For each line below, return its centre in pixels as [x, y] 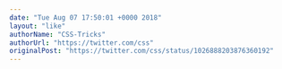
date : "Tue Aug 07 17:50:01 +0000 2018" [86, 17]
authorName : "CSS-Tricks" [57, 34]
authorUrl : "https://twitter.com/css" [81, 43]
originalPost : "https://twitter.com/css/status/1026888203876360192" [142, 51]
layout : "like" [38, 26]
